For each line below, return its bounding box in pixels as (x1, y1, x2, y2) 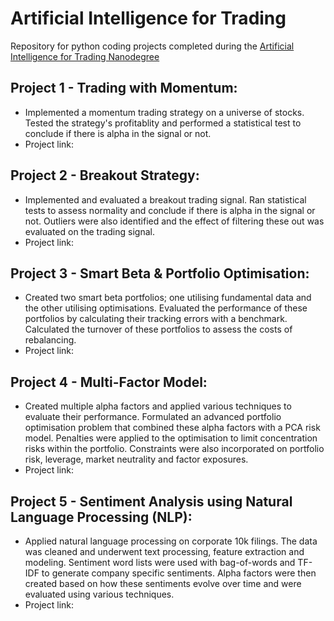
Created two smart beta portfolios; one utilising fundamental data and (24, 292, 312, 304)
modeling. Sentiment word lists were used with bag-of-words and (24, 557, 296, 568)
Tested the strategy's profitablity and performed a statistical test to (24, 117, 302, 129)
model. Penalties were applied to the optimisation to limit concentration (24, 432, 318, 444)
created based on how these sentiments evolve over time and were (24, 578, 302, 589)
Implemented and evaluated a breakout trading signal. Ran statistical (24, 193, 307, 206)
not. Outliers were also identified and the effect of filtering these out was (24, 215, 325, 227)
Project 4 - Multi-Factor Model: (10, 373, 208, 391)
